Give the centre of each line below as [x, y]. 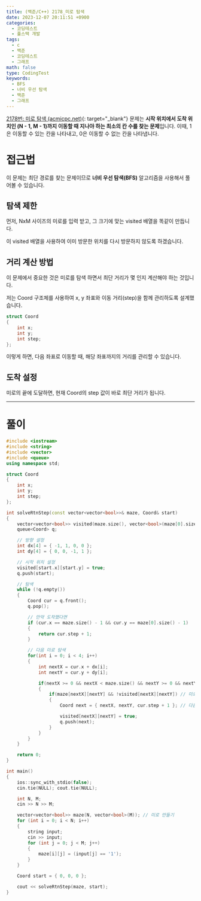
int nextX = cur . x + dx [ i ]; [73, 667]
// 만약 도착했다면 [48, 617]
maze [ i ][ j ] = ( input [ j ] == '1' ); [80, 854]
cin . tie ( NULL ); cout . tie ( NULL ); [57, 788]
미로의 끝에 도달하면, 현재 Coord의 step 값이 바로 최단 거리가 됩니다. [86, 393]
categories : [21, 23]
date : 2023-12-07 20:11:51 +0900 [48, 17]
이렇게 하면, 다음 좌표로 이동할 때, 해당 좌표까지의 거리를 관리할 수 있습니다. [94, 357]
